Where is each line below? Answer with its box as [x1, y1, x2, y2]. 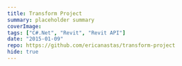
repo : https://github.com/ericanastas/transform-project [7, 42, 176, 49]
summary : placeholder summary [7, 16, 95, 23]
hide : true [7, 49, 39, 56]
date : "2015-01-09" [7, 36, 64, 43]
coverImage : [7, 23, 42, 30]
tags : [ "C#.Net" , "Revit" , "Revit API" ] [7, 29, 126, 36]
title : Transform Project [7, 10, 82, 17]
